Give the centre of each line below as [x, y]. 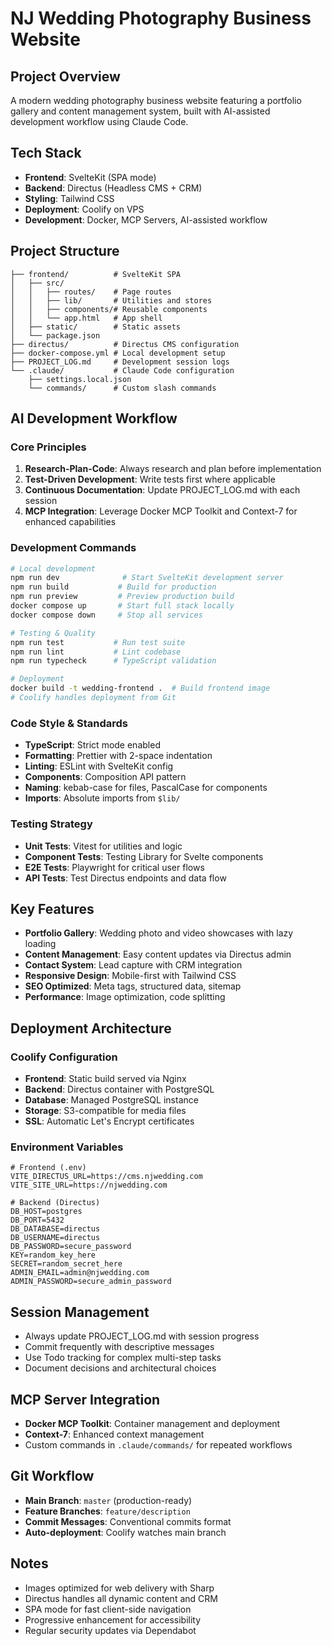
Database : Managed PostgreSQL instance [111, 1100]
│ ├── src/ [37, 283]
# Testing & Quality [53, 633]
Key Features [52, 908]
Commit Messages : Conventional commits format [128, 1521]
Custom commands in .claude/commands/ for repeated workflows [158, 1445]
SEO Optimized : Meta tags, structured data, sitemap [133, 986]
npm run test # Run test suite [98, 642]
